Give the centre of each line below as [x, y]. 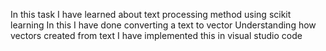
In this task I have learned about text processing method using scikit [151, 14]
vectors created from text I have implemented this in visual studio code [156, 35]
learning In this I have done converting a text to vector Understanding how [163, 25]
